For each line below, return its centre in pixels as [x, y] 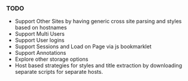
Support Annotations [40, 53]
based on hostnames [41, 27]
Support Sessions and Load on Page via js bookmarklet [83, 46]
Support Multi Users [40, 34]
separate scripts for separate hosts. [59, 72]
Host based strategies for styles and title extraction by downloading [98, 66]
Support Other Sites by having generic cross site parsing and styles [98, 21]
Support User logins [40, 40]
